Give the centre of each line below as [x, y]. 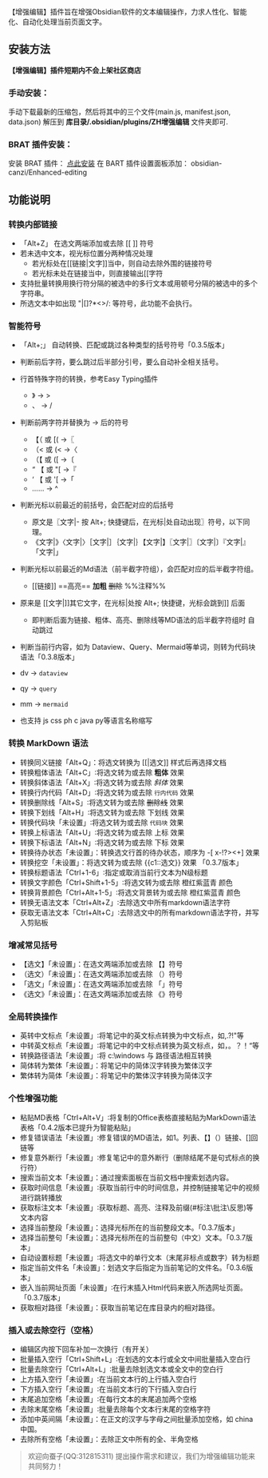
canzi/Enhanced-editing [48, 172]
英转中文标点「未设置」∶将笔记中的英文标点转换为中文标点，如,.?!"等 [132, 1035]
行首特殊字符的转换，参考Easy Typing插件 [89, 379]
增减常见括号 [33, 945]
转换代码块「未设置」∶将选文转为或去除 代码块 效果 [102, 822]
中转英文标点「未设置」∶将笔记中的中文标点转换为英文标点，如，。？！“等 [139, 1046]
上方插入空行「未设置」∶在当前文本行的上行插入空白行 [108, 1379]
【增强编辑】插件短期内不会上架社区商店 [75, 70]
